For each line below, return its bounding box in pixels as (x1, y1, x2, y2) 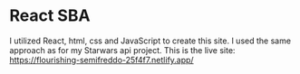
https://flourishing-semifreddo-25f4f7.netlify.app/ (9, 54, 194, 65)
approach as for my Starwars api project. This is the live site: (9, 44, 236, 55)
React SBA (9, 5, 91, 26)
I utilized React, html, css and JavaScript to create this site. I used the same (9, 35, 292, 46)
